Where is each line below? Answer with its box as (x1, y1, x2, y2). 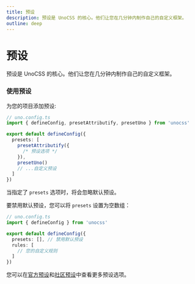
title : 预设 (6, 9, 35, 15)
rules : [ (12, 242, 34, 248)
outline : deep (6, 20, 43, 26)
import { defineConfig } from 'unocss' (6, 220, 108, 226)
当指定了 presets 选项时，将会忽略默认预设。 (6, 188, 120, 196)
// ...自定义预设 (17, 165, 57, 172)
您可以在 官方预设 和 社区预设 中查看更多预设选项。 (6, 271, 130, 278)
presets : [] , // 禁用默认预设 (12, 236, 84, 242)
